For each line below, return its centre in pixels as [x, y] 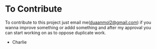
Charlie [19, 42]
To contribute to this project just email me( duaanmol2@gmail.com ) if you [78, 22]
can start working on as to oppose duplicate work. [56, 33]
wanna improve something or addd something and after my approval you [78, 27]
